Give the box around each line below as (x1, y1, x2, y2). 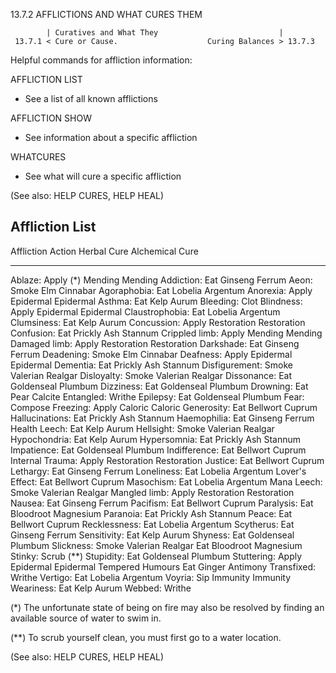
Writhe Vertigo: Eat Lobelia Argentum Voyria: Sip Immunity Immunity (10, 571, 292, 583)
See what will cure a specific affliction (24, 170, 182, 182)
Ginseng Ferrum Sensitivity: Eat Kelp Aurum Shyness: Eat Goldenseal (10, 529, 295, 541)
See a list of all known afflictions (24, 93, 158, 104)
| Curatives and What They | (46, 28, 284, 38)
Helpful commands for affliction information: (10, 54, 193, 66)
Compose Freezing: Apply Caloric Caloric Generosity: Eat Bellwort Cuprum (10, 401, 318, 413)
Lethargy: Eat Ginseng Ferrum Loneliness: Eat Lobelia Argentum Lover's (10, 465, 307, 477)
